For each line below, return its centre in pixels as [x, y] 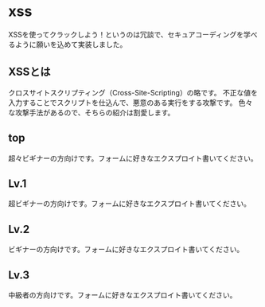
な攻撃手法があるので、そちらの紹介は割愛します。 [92, 112]
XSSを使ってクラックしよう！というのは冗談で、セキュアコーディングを [126, 34]
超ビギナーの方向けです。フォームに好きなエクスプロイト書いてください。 [129, 204]
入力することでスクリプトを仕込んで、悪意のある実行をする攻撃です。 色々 [131, 103]
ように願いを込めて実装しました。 [71, 44]
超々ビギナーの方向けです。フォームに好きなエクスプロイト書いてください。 [133, 158]
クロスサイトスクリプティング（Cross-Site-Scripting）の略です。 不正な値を [133, 92]
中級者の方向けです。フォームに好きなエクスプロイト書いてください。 [123, 295]
